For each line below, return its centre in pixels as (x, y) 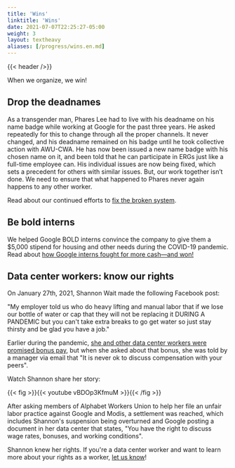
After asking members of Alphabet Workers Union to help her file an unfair (115, 406)
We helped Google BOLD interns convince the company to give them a (109, 239)
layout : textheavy (34, 40)
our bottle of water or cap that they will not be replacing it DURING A (106, 315)
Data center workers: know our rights (90, 276)
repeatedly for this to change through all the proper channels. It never (108, 134)
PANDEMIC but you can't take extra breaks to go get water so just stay (109, 322)
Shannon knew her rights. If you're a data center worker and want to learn (114, 450)
